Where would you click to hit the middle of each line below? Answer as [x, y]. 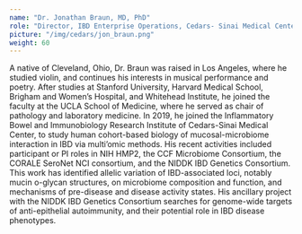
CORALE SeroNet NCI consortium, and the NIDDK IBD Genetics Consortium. [150, 163]
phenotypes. [33, 221]
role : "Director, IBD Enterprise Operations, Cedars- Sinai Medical [140, 26]
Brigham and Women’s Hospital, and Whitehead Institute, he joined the [140, 97]
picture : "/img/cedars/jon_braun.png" [82, 34]
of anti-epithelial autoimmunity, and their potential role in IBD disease [137, 211]
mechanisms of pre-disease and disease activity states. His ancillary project [151, 192]
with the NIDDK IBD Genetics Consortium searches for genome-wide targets [151, 202]
